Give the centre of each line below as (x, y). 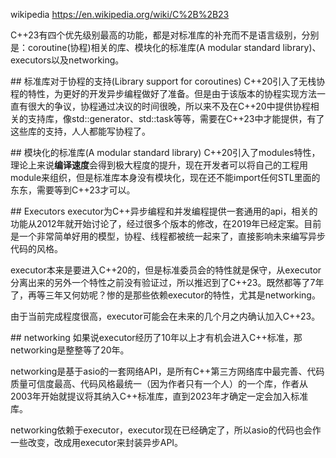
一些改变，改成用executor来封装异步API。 (97, 442)
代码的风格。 (36, 248)
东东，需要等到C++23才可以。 (73, 190)
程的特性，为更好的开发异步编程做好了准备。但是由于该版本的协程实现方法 (163, 93)
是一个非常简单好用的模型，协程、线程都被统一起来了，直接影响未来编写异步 (168, 236)
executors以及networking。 (67, 60)
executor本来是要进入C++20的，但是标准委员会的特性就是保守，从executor (166, 270)
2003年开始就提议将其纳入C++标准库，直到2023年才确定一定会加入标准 (159, 396)
